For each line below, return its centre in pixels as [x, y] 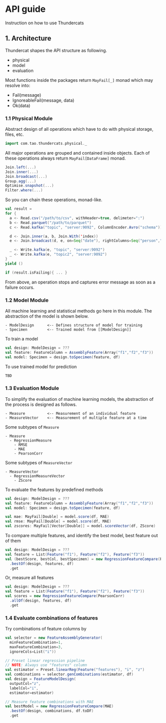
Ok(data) [21, 106]
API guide [25, 9]
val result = [19, 209]
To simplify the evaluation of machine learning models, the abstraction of [80, 399]
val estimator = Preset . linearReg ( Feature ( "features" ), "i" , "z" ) [75, 670]
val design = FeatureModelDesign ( [41, 679]
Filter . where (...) [24, 190]
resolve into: [18, 85]
